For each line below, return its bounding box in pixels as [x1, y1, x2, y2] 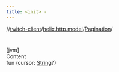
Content [6, 52, 26, 60]
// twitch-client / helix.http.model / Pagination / [6, 25, 113, 32]
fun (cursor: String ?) [6, 59, 56, 66]
